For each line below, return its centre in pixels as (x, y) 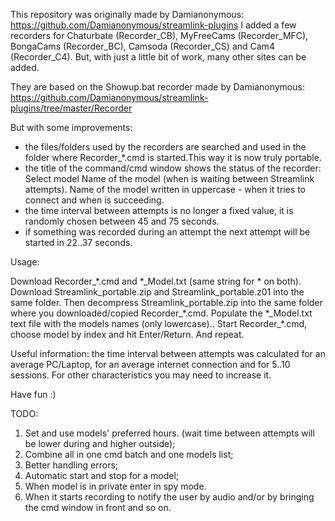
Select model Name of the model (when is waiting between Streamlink (169, 178)
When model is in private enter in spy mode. (115, 486)
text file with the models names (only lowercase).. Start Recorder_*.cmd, (159, 323)
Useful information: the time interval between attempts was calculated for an (168, 353)
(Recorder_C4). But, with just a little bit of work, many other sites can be (158, 57)
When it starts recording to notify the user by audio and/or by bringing (169, 497)
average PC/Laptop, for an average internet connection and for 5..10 (150, 364)
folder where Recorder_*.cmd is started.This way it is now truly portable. (173, 157)
